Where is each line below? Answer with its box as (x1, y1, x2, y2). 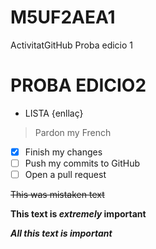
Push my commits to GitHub (24, 157, 140, 169)
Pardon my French (34, 126, 112, 138)
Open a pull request (24, 169, 107, 180)
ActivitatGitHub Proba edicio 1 (10, 39, 134, 51)
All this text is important (10, 227, 113, 240)
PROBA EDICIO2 (10, 74, 147, 97)
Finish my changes (24, 146, 103, 158)
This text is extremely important (10, 208, 147, 220)
